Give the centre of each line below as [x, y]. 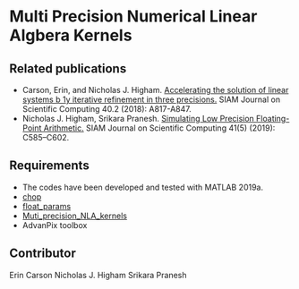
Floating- [273, 119]
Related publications [68, 68]
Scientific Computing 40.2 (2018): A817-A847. [107, 109]
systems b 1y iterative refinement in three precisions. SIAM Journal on [151, 99]
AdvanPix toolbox [55, 225]
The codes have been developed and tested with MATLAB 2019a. [143, 187]
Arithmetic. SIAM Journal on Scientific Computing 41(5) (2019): [159, 128]
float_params [47, 206]
